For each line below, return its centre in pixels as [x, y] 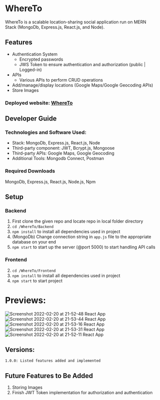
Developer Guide [31, 119]
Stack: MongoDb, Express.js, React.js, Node [56, 143]
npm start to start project [37, 280]
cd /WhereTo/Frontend [34, 271]
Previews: [25, 300]
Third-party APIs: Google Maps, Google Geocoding [63, 153]
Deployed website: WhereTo [39, 103]
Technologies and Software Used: [46, 132]
